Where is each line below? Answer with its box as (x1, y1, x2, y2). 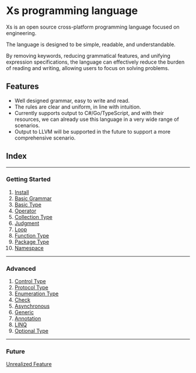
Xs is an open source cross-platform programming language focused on (6, 23, 180, 30)
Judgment (14, 219, 40, 226)
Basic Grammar (14, 194, 52, 202)
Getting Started (6, 175, 51, 183)
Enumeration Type (14, 290, 59, 297)
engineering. (6, 29, 37, 36)
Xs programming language (6, 4, 138, 18)
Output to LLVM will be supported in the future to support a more (14, 128, 171, 135)
